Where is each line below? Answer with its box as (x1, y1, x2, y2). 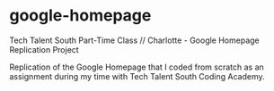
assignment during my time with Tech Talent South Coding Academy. (9, 70, 265, 81)
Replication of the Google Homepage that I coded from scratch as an (9, 62, 265, 72)
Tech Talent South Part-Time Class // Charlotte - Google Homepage (9, 35, 260, 45)
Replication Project (9, 44, 79, 54)
